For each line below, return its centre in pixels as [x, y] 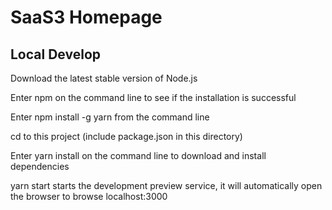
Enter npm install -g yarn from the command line [110, 117]
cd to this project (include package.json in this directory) [126, 136]
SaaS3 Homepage [86, 17]
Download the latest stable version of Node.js [104, 78]
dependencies [40, 166]
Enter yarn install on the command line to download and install [138, 155]
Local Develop [55, 54]
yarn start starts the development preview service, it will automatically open [166, 185]
